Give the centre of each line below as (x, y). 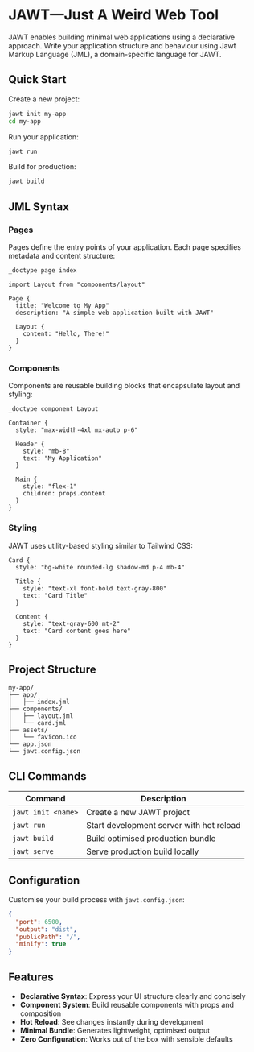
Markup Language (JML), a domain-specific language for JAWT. (115, 54)
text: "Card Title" (55, 595)
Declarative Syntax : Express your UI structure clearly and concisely (133, 996)
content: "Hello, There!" (66, 333)
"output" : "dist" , (47, 929)
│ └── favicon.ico (43, 737)
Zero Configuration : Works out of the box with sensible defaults (126, 1039)
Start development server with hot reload (163, 826)
